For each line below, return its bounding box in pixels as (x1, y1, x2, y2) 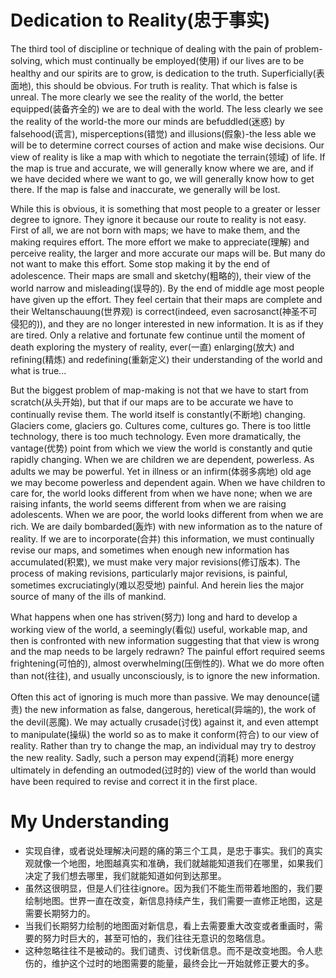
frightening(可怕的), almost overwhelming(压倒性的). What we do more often (10, 657, 325, 669)
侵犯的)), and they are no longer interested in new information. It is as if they (10, 317, 324, 330)
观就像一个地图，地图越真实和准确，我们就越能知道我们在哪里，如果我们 (24, 857, 323, 869)
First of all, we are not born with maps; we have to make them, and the (10, 224, 301, 236)
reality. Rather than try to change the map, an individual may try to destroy (10, 739, 317, 751)
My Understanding (10, 811, 170, 833)
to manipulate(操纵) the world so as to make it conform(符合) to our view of (10, 728, 320, 740)
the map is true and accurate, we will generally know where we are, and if (10, 162, 314, 174)
